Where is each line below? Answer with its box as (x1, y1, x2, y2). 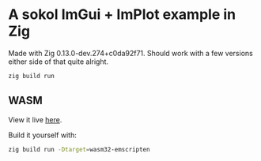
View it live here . (8, 114, 62, 124)
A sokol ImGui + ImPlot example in (8, 6, 236, 24)
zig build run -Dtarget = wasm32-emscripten (8, 145, 150, 153)
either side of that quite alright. (8, 57, 109, 66)
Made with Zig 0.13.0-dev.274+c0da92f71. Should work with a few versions (8, 48, 253, 58)
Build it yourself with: (8, 130, 77, 140)
